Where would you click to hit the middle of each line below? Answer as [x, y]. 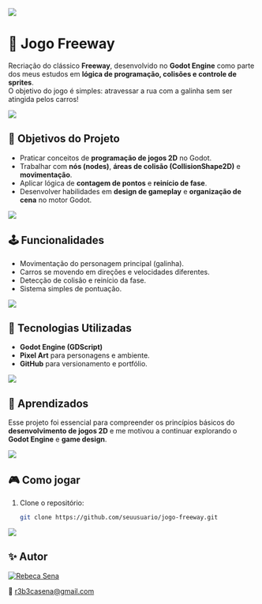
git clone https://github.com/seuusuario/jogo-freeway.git [119, 517]
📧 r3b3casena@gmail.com [51, 591]
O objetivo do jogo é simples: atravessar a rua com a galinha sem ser [120, 91]
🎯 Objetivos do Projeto [64, 139]
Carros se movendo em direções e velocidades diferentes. [115, 272]
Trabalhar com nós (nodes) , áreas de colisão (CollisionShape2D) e [130, 166]
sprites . [21, 82]
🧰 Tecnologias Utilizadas [70, 328]
